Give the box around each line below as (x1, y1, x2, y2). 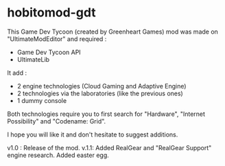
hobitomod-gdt (7, 5, 96, 21)
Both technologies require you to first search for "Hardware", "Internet (7, 110, 206, 118)
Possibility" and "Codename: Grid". (7, 117, 106, 125)
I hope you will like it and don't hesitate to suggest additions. (7, 130, 178, 139)
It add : (7, 69, 27, 77)
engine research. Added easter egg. (7, 151, 110, 159)
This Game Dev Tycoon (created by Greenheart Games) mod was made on (7, 27, 218, 36)
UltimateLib (16, 55, 50, 63)
